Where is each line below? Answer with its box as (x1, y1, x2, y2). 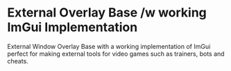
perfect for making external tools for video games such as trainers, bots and (7, 50, 225, 58)
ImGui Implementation (7, 19, 138, 35)
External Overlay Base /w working (7, 5, 207, 21)
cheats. (7, 57, 29, 65)
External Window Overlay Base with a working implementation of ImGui (7, 42, 211, 50)
